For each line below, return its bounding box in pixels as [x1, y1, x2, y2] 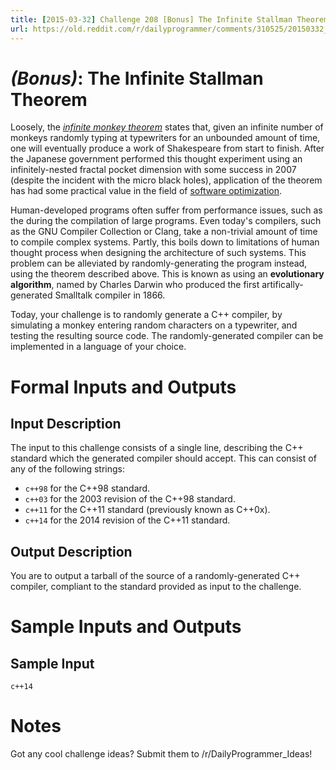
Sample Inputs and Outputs [10, 616, 242, 638]
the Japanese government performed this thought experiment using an [10, 153, 303, 165]
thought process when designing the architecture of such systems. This [10, 247, 307, 259]
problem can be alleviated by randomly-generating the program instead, [10, 257, 308, 270]
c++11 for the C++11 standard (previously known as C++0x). [24, 504, 271, 516]
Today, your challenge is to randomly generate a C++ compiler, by [10, 309, 283, 321]
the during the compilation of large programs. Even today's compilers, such [10, 215, 322, 227]
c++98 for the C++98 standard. [24, 482, 151, 495]
